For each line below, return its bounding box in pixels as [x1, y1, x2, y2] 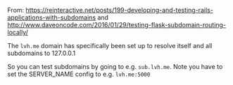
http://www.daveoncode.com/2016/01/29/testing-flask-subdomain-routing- [7, 21, 227, 29]
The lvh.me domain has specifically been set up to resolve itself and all [7, 42, 213, 49]
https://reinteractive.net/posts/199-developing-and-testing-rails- [25, 6, 213, 14]
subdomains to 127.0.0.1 [7, 49, 76, 57]
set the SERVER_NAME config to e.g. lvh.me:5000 [7, 70, 151, 78]
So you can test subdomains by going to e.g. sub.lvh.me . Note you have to [7, 63, 223, 70]
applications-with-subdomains [7, 13, 96, 22]
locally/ [7, 28, 28, 36]
